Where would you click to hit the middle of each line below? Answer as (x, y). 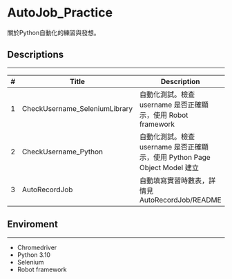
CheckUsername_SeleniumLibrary (77, 108)
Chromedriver (37, 247)
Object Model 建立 (169, 167)
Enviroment (33, 224)
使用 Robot (171, 115)
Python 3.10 (33, 255)
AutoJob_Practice (60, 13)
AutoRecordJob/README (181, 200)
